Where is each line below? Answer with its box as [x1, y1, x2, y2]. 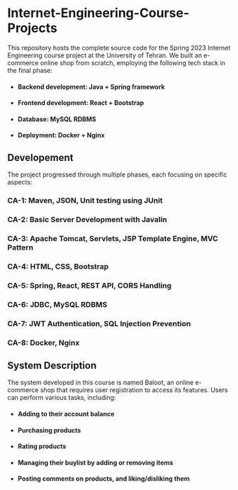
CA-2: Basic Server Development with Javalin [7, 214, 168, 224]
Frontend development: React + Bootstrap [17, 99, 144, 107]
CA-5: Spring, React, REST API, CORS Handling [7, 280, 172, 290]
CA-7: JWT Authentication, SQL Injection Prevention [7, 318, 191, 328]
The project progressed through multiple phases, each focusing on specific [7, 170, 227, 179]
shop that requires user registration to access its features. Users [40, 386, 228, 394]
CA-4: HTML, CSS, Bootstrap [7, 261, 109, 271]
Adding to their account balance [17, 409, 115, 418]
